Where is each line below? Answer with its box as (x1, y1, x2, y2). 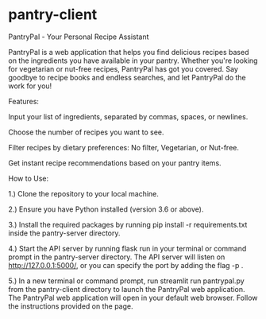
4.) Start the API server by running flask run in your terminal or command (8, 243, 247, 253)
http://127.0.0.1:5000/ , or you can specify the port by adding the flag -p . (8, 260, 244, 270)
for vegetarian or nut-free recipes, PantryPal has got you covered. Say (8, 64, 238, 73)
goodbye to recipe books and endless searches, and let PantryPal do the (8, 72, 246, 82)
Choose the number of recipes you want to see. (8, 127, 164, 137)
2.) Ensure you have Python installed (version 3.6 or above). (8, 204, 204, 214)
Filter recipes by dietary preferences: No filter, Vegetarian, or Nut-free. (8, 142, 240, 152)
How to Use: (8, 173, 49, 183)
